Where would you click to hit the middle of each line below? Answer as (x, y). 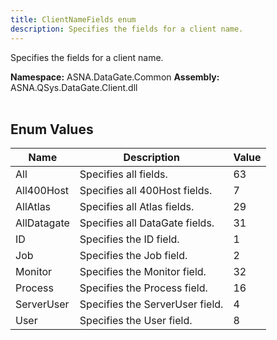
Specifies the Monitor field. (143, 272)
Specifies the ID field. (129, 239)
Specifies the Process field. (143, 288)
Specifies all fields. (123, 174)
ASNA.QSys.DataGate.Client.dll (74, 87)
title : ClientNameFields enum (73, 19)
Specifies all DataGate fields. (147, 223)
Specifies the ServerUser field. (151, 304)
